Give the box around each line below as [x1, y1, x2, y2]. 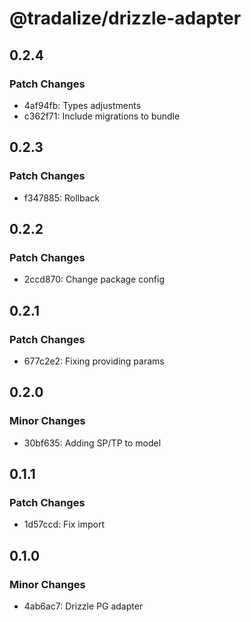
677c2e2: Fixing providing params [23, 355, 165, 367]
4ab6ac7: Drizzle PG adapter [23, 600, 144, 612]
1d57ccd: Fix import [23, 518, 106, 531]
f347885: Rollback [23, 192, 101, 204]
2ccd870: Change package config [23, 273, 166, 286]
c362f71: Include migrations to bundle [23, 110, 181, 122]
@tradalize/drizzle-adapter [9, 7, 242, 30]
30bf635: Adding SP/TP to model [23, 437, 162, 449]
